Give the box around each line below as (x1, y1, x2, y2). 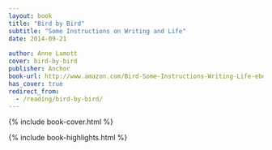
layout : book (8, 11, 53, 20)
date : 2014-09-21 (8, 34, 67, 43)
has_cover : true (8, 79, 63, 88)
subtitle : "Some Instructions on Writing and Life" (8, 27, 186, 35)
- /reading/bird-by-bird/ (15, 95, 104, 103)
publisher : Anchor (8, 65, 70, 73)
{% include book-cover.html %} (8, 117, 113, 126)
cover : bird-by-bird (8, 58, 79, 66)
